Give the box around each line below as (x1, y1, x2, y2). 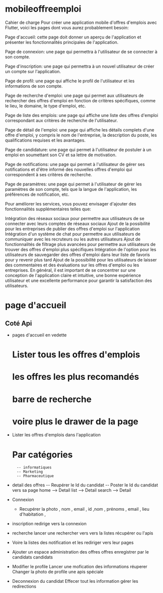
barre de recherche (12, 393, 91, 405)
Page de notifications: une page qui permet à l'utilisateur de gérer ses (5, 161, 145, 167)
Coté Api (5, 319, 32, 327)
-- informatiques (17, 465, 52, 470)
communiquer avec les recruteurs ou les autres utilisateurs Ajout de (5, 236, 141, 242)
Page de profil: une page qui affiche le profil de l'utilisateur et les (5, 78, 135, 84)
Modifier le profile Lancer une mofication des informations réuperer (12, 564, 147, 570)
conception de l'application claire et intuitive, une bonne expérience (5, 272, 141, 278)
